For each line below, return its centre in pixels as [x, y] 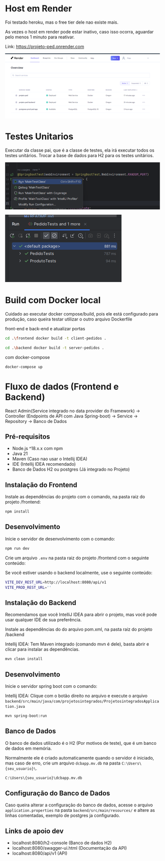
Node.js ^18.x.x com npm [37, 448]
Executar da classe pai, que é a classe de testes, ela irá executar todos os [80, 150]
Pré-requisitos [28, 436]
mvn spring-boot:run [26, 716]
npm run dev [17, 548]
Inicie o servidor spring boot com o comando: [51, 686]
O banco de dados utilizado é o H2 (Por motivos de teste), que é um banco [81, 743]
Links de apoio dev [34, 831]
